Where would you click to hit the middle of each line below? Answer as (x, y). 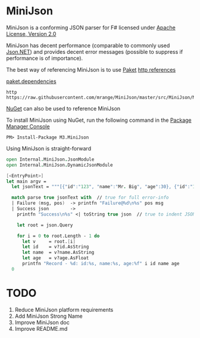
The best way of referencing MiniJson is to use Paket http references (91, 69)
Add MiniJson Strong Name (49, 316)
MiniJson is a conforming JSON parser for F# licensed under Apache (91, 27)
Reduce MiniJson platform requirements (64, 309)
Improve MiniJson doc (42, 322)
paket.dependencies (31, 81)
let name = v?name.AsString (58, 253)
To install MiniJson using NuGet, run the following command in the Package (99, 120)
